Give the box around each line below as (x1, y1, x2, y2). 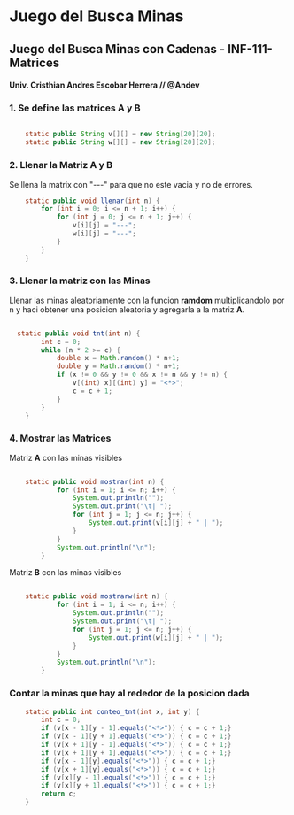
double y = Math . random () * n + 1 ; (56, 362, 180, 371)
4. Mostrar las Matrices (9, 432, 112, 444)
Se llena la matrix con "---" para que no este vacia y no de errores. (9, 179, 254, 189)
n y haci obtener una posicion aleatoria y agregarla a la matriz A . (9, 304, 245, 315)
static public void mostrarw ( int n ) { (25, 592, 168, 601)
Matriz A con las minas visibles (9, 452, 122, 463)
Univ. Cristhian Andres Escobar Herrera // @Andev (9, 80, 201, 90)
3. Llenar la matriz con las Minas (9, 274, 151, 287)
